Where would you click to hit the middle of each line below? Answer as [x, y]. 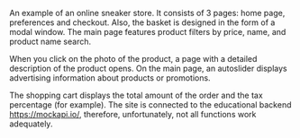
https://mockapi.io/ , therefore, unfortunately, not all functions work [133, 114]
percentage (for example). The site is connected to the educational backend [150, 105]
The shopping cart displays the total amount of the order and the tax [136, 95]
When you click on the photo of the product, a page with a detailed [133, 59]
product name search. [50, 41]
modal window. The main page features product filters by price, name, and [148, 32]
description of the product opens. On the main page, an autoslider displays [148, 68]
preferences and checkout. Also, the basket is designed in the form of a [142, 22]
